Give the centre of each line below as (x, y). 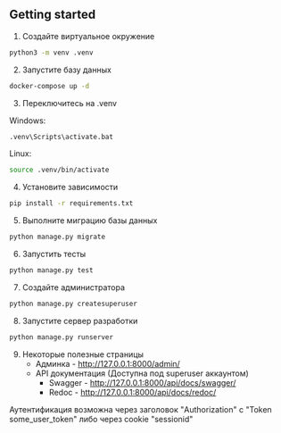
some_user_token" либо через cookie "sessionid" (101, 419)
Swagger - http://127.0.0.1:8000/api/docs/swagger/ (142, 382)
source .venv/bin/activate (59, 170)
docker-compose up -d (50, 86)
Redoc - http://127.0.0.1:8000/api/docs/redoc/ (132, 392)
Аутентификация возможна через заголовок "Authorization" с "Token (140, 409)
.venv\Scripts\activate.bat (62, 137)
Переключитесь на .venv (70, 103)
